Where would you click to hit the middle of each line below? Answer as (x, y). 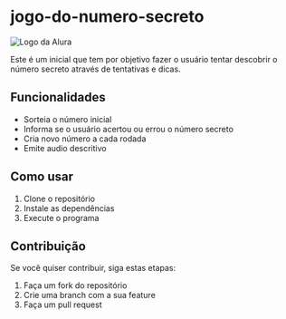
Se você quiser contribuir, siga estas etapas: (93, 268)
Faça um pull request (62, 304)
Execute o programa (61, 217)
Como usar (42, 177)
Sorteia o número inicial (67, 119)
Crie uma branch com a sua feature (90, 295)
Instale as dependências (69, 208)
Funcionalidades (58, 97)
